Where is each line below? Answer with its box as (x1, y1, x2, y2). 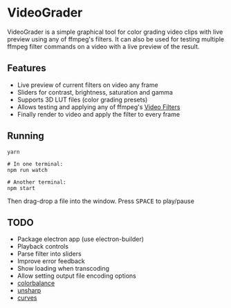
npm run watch (7, 166, 48, 173)
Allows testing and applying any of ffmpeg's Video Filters (17, 102, 181, 111)
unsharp (17, 287, 41, 295)
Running (7, 130, 45, 142)
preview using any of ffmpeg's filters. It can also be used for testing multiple (7, 35, 225, 43)
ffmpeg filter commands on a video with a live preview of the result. (7, 42, 200, 50)
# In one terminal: (7, 160, 64, 167)
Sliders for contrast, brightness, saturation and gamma (17, 88, 173, 96)
